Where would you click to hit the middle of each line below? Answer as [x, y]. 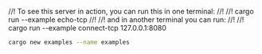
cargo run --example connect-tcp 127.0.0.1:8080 [88, 28]
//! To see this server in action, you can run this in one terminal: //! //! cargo [131, 11]
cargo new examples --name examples [69, 42]
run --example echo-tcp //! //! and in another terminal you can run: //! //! [126, 20]
